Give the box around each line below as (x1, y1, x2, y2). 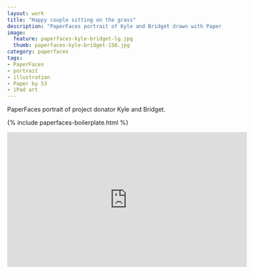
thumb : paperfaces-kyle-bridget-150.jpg (13, 42, 130, 49)
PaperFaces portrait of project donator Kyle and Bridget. (7, 105, 166, 114)
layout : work (7, 10, 45, 17)
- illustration (7, 73, 51, 81)
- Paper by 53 (7, 80, 48, 87)
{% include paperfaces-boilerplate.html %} (7, 119, 129, 127)
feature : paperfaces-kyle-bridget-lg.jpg (13, 36, 134, 42)
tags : (7, 55, 23, 62)
